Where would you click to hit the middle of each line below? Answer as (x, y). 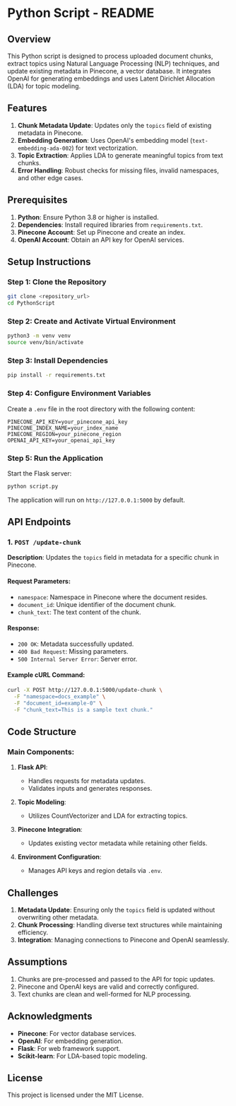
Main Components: (41, 752)
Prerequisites (37, 200)
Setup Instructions (49, 262)
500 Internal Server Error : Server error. (77, 659)
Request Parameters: (39, 582)
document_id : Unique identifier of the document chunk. (97, 604)
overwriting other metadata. (58, 917)
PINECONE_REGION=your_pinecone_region (64, 434)
